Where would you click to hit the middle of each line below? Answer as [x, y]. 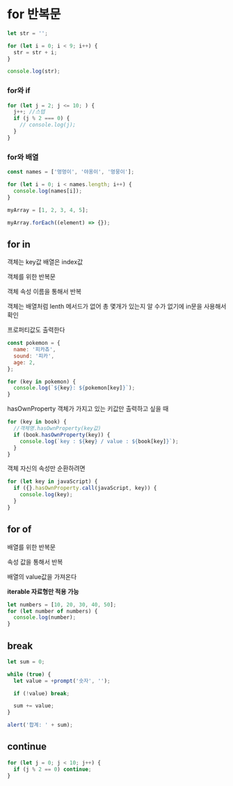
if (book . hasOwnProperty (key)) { [62, 435]
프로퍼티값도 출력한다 [36, 330]
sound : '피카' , [34, 356]
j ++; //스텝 [29, 112]
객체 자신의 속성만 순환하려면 [46, 468]
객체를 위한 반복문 [31, 277]
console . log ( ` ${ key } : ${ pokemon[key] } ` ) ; [74, 388]
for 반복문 [34, 14]
